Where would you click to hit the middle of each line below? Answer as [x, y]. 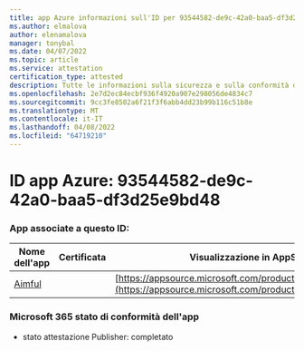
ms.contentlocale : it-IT [56, 119]
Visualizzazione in [230, 258]
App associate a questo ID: [69, 228]
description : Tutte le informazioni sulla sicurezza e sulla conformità [149, 85]
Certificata [82, 258]
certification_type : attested [66, 77]
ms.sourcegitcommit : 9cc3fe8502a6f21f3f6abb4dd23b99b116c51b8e [131, 102]
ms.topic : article [44, 60]
